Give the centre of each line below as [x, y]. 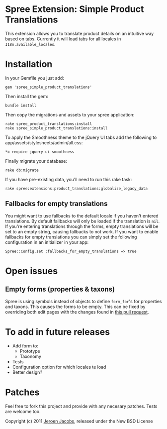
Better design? [27, 372]
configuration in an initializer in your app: [47, 242]
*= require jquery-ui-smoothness [40, 152]
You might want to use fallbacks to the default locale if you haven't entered [82, 215]
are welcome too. [23, 411]
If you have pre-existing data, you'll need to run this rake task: [69, 179]
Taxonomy [30, 356]
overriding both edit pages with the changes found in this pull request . [77, 312]
